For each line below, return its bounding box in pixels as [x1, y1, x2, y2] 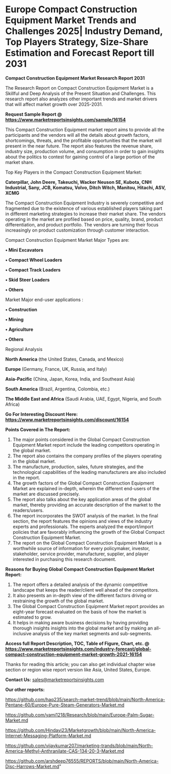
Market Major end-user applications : [5, 296, 83, 303]
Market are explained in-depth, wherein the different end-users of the [12, 485, 160, 491]
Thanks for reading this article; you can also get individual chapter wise [5, 661, 156, 667]
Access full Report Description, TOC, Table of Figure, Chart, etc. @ [5, 640, 150, 646]
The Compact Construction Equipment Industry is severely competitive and [5, 200, 163, 206]
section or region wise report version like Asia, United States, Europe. [5, 666, 152, 673]
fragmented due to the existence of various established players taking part [5, 205, 162, 211]
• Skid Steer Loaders [5, 277, 50, 283]
